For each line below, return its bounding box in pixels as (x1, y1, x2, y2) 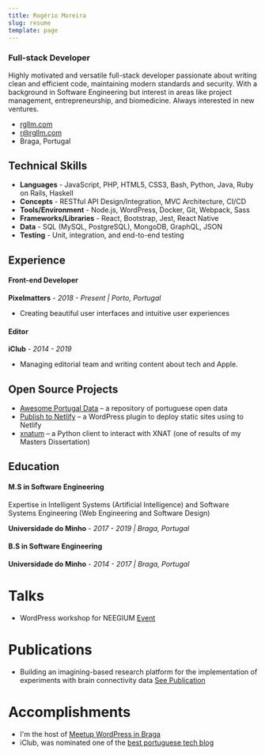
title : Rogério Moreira (8, 11, 87, 20)
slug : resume (8, 19, 51, 27)
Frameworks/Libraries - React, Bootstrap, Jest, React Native (19, 214, 219, 223)
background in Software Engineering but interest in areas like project (8, 87, 232, 97)
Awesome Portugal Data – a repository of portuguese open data (19, 404, 228, 413)
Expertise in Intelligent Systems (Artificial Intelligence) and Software (8, 499, 229, 509)
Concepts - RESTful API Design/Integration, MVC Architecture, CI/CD (19, 197, 247, 207)
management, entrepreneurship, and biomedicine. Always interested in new (8, 96, 255, 105)
